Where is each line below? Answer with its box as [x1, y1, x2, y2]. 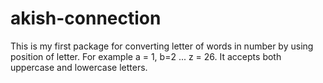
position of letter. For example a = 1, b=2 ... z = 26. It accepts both [10, 50, 282, 62]
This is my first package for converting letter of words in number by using [10, 40, 314, 52]
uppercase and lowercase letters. [10, 61, 148, 73]
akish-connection [10, 7, 162, 30]
